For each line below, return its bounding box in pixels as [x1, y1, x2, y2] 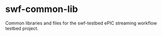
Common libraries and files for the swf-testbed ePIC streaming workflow [5, 20, 157, 26]
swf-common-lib [5, 3, 78, 15]
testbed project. [5, 25, 39, 31]
